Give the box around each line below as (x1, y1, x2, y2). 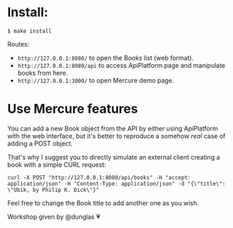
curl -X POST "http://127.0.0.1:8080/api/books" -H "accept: (7, 174, 191, 181)
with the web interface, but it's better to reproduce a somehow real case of (7, 131, 226, 140)
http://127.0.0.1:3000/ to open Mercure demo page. (17, 76, 174, 85)
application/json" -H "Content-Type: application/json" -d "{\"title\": (7, 180, 226, 187)
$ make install (7, 28, 52, 35)
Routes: (7, 40, 30, 48)
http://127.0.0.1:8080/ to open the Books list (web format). (17, 54, 194, 62)
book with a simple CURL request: (7, 160, 107, 169)
